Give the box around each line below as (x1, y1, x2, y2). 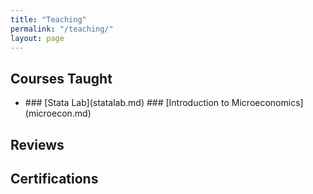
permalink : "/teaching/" (10, 24, 114, 34)
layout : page (10, 33, 65, 43)
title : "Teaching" (10, 14, 87, 25)
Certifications (10, 170, 99, 187)
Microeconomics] (231, 97, 304, 109)
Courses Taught (10, 70, 113, 87)
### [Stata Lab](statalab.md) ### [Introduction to (24, 97, 230, 109)
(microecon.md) (24, 107, 92, 120)
